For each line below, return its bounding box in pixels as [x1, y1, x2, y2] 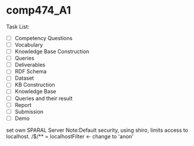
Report [14, 101, 31, 108]
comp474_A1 [6, 4, 71, 17]
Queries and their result [14, 95, 73, 102]
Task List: [6, 23, 30, 30]
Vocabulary [14, 41, 43, 48]
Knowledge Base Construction [14, 48, 90, 55]
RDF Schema [14, 68, 47, 75]
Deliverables [14, 61, 46, 69]
